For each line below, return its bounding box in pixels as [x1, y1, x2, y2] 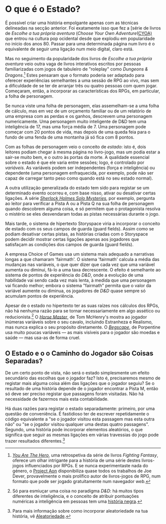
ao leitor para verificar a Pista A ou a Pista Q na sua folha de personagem [5, 200, 154, 206]
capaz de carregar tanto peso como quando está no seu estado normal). [5, 175, 153, 181]
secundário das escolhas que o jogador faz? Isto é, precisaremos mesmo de [5, 375, 161, 381]
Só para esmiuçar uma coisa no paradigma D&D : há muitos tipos [12, 487, 144, 494]
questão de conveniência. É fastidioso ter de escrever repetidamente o [5, 411, 149, 417]
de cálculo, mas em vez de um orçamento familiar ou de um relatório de [5, 108, 152, 114]
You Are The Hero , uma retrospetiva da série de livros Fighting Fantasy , [12, 452, 159, 458]
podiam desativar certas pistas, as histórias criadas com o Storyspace [5, 231, 148, 237]
